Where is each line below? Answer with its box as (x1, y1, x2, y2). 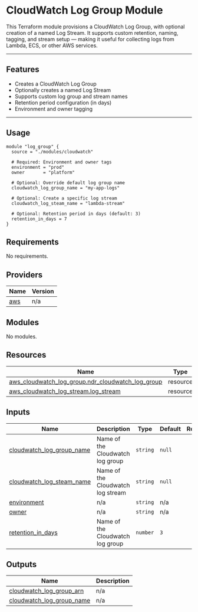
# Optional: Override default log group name (11, 179, 126, 186)
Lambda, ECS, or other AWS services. (6, 42, 98, 49)
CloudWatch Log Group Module (6, 4, 163, 17)
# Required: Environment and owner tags (11, 159, 112, 165)
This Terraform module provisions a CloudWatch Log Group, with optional (6, 23, 185, 30)
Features (6, 64, 39, 74)
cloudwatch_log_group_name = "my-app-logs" (11, 185, 120, 191)
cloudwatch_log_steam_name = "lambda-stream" (11, 200, 126, 207)
